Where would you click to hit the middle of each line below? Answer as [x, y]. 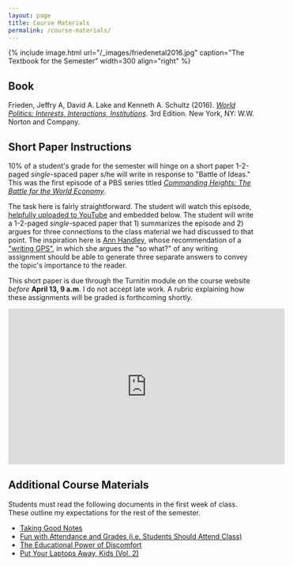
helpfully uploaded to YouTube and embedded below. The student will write [131, 215]
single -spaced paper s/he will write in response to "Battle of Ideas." [141, 174]
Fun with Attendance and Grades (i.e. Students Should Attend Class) [131, 536]
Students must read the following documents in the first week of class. [123, 504]
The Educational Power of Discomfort [81, 545]
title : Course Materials [49, 23]
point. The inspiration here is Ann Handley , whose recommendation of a [125, 240]
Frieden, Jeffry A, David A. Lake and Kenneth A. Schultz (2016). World [122, 105]
